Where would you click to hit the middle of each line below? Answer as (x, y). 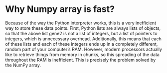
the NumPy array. (23, 65)
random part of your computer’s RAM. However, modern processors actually (84, 49)
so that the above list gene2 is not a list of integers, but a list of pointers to (82, 33)
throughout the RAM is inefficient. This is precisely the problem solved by (81, 60)
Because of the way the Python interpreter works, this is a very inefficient (81, 23)
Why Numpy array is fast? (60, 9)
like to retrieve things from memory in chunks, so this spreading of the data (82, 54)
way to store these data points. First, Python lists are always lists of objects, (83, 28)
